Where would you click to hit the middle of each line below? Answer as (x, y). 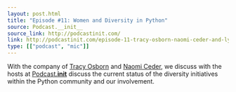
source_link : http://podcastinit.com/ (64, 33)
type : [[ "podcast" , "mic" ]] (48, 46)
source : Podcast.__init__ (45, 27)
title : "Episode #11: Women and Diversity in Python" (88, 20)
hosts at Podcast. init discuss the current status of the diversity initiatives (113, 74)
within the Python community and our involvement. (81, 81)
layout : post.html (34, 14)
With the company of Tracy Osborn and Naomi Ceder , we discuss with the (115, 66)
